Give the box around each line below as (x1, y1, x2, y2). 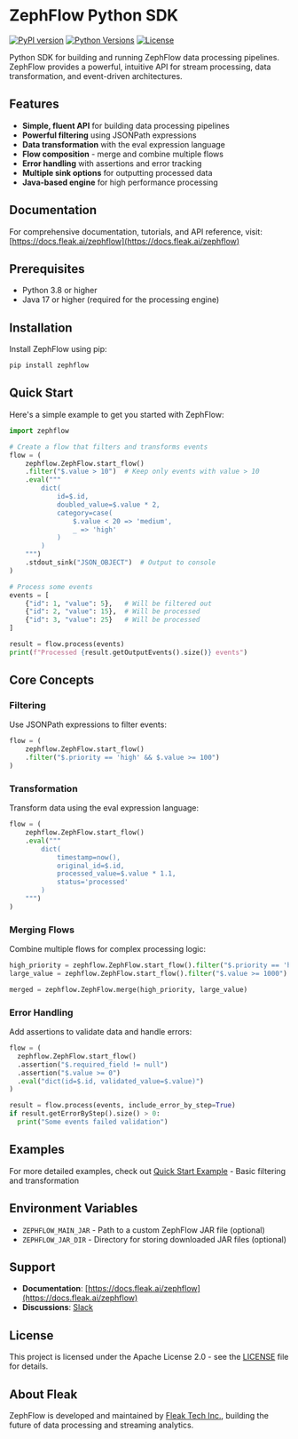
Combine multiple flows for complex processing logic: (9, 944, 207, 955)
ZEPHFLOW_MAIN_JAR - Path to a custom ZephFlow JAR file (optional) (21, 1224, 265, 1235)
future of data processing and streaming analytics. (9, 1419, 194, 1431)
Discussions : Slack (21, 1302, 94, 1313)
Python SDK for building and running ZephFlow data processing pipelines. (9, 52, 279, 62)
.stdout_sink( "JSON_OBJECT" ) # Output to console (25, 558, 216, 567)
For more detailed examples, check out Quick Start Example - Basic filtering (9, 1165, 286, 1176)
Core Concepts (9, 673, 95, 688)
